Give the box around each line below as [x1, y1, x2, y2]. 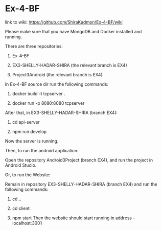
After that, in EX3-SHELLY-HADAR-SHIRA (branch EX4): [5, 110, 118, 115]
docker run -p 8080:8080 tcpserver [12, 100, 85, 106]
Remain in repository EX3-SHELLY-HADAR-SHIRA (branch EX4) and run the [5, 181, 158, 187]
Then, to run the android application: [5, 147, 79, 153]
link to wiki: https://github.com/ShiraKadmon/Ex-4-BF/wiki [5, 19, 123, 25]
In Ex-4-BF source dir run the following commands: [5, 81, 109, 87]
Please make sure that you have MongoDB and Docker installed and [5, 28, 142, 34]
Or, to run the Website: [5, 172, 50, 178]
